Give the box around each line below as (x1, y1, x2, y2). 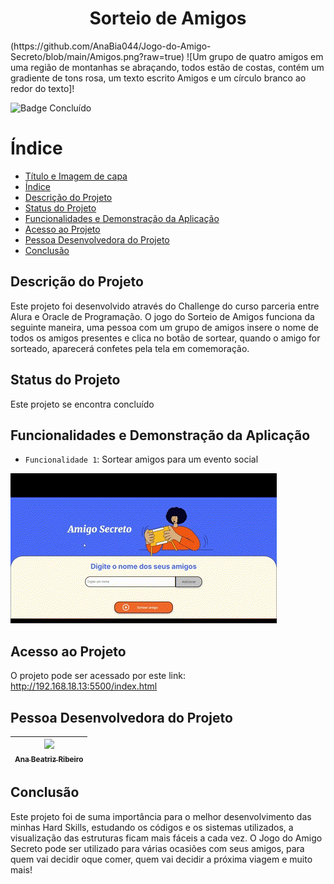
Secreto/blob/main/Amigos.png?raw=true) (10, 50, 185, 62)
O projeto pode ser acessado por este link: (10, 670, 186, 682)
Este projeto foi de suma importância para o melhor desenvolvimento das (10, 810, 312, 822)
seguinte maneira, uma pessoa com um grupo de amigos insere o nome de (10, 321, 319, 333)
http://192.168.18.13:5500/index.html (10, 680, 158, 692)
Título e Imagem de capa (24, 170, 128, 182)
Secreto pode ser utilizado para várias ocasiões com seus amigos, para (10, 842, 305, 854)
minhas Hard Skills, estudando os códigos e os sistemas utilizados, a (10, 821, 294, 833)
